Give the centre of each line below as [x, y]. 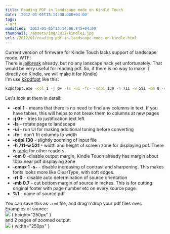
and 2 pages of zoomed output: [38, 220]
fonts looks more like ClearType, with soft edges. [63, 172]
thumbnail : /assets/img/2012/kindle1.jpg [50, 33]
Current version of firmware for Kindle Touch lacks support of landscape [81, 52]
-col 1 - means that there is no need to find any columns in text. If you [85, 108]
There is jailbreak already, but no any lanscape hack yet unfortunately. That [84, 63]
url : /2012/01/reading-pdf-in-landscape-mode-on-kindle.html [71, 38]
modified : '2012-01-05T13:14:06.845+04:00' [52, 29]
